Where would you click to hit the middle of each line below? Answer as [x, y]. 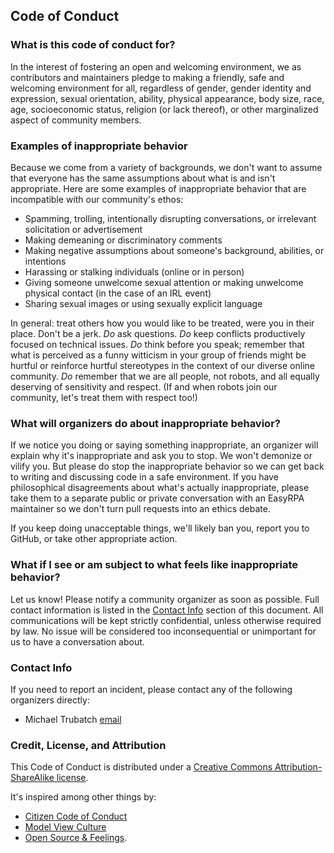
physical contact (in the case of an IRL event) [118, 293]
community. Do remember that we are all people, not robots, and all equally [165, 376]
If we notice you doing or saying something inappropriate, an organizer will [164, 445]
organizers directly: [50, 700]
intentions [45, 261]
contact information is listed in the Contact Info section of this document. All [167, 610]
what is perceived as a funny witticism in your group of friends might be [158, 355]
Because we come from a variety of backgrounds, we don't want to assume [166, 167]
